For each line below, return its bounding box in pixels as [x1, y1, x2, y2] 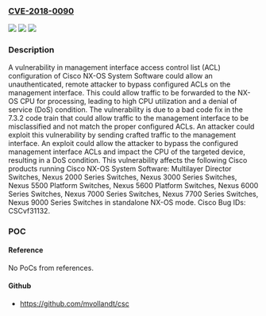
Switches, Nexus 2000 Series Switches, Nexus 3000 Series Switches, [8, 172, 237, 182]
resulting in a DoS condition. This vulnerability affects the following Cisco [8, 155, 248, 164]
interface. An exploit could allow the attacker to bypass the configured [8, 138, 238, 148]
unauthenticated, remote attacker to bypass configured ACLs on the [8, 79, 231, 89]
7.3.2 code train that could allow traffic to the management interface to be [8, 113, 249, 122]
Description [8, 44, 55, 56]
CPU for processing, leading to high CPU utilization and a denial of [19, 96, 237, 106]
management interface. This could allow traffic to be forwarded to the [8, 87, 236, 97]
